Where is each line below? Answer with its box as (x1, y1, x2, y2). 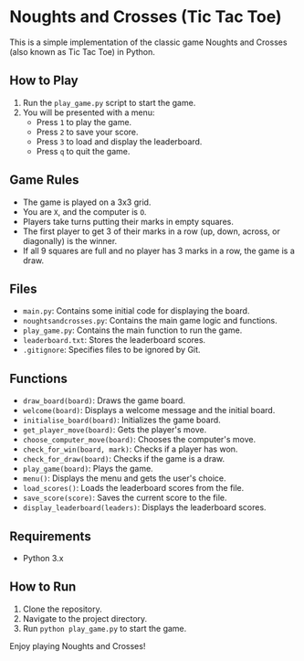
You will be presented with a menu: (22, 107, 155, 118)
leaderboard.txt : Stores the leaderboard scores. (22, 335, 206, 346)
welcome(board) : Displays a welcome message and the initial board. (22, 405, 276, 416)
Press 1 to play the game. (36, 116, 132, 127)
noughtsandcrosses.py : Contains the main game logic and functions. (22, 315, 278, 326)
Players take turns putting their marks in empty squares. (22, 216, 235, 227)
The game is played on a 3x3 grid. (22, 197, 152, 208)
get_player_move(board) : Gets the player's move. (22, 424, 207, 435)
